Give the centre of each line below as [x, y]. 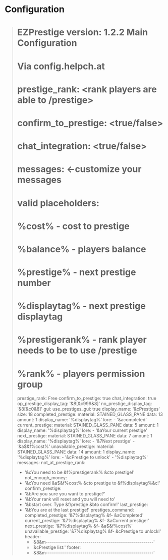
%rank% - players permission [81, 374]
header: [33, 537]
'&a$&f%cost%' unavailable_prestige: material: [66, 446]
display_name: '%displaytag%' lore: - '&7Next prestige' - [76, 441]
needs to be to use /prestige [77, 350]
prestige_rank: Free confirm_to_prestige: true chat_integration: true [87, 398]
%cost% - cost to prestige [73, 226]
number [34, 283]
